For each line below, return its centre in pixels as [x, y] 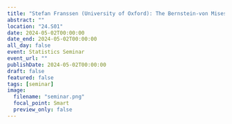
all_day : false [29, 45]
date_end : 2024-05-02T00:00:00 [52, 39]
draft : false [26, 71]
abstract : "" [26, 20]
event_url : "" [28, 59]
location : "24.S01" [35, 26]
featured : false [30, 77]
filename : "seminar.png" [49, 97]
